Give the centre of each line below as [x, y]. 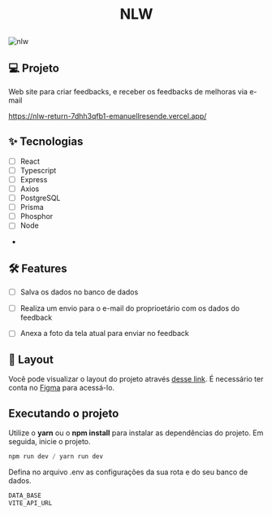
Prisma [32, 207]
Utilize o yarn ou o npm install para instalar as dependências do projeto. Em [136, 433]
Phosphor [37, 216]
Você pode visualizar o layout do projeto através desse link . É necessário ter [136, 379]
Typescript [38, 170]
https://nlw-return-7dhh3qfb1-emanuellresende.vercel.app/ [108, 116]
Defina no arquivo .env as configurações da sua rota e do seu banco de [128, 472]
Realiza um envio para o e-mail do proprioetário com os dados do [130, 308]
